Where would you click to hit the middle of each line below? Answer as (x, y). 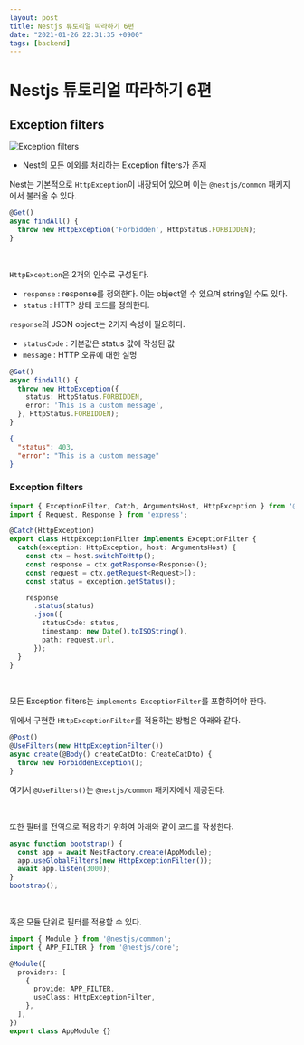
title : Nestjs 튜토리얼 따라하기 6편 (72, 26)
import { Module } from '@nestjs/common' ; (90, 939)
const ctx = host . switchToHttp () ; (90, 556)
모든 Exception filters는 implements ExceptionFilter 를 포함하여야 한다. (138, 701)
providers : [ (42, 972)
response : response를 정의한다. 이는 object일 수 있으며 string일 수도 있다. (155, 293)
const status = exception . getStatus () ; (101, 581)
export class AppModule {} (60, 1031)
